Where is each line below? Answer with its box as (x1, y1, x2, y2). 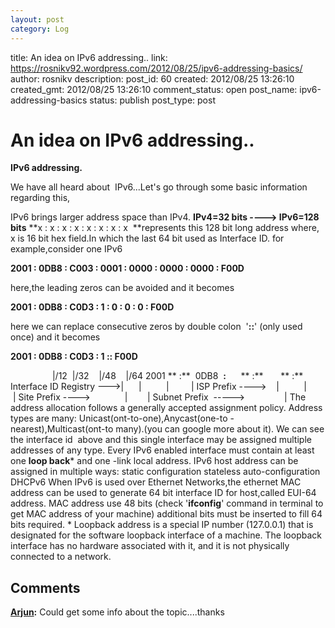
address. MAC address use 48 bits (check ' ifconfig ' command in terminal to (10, 497, 324, 510)
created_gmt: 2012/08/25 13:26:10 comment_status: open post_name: (10, 83, 298, 95)
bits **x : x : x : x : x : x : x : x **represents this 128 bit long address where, (10, 222, 320, 234)
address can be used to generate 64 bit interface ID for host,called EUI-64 (10, 487, 317, 499)
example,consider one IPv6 (10, 243, 123, 255)
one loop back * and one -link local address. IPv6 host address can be (10, 455, 299, 467)
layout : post (10, 14, 65, 25)
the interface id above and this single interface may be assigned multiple (10, 434, 312, 446)
